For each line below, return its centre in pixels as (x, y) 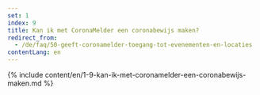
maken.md (25, 83)
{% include (25, 75)
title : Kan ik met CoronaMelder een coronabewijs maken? (103, 30)
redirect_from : (32, 38)
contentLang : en (34, 52)
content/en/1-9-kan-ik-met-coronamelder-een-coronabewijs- (145, 75)
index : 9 (22, 23)
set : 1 (18, 15)
